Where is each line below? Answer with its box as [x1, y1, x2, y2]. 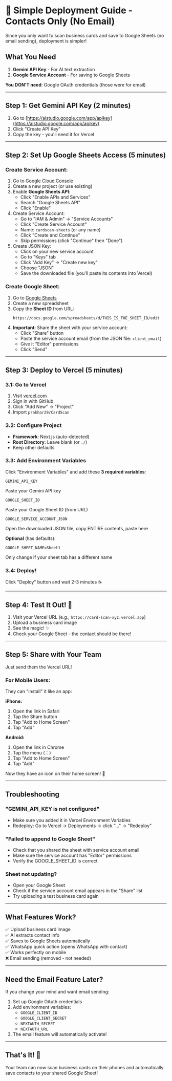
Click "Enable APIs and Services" [20, 194, 91, 200]
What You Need [5, 53, 56, 61]
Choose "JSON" [20, 265, 54, 271]
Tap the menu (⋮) [12, 750, 51, 756]
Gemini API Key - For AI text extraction [12, 66, 95, 72]
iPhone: [5, 698, 22, 704]
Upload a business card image [12, 619, 77, 625]
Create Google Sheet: [5, 283, 60, 290]
